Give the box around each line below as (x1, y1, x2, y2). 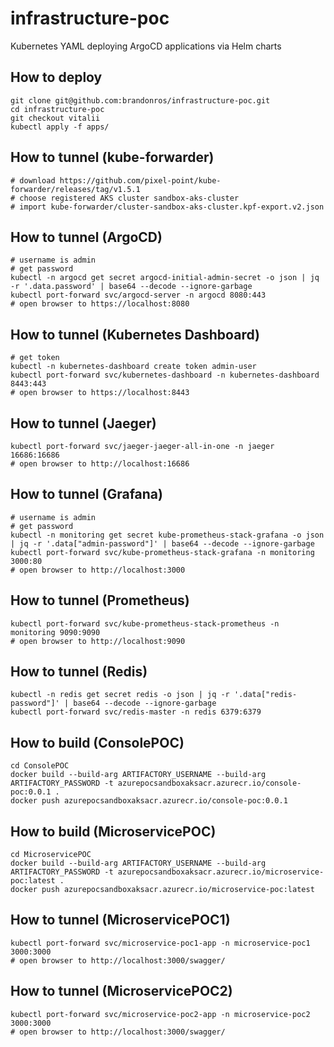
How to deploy (10, 69, 103, 86)
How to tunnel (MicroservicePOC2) (10, 983, 233, 1000)
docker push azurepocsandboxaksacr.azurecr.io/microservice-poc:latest (10, 885, 315, 895)
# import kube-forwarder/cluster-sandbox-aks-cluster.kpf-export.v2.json (10, 202, 325, 212)
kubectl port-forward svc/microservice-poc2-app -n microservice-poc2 (10, 1009, 311, 1019)
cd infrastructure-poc (10, 104, 105, 114)
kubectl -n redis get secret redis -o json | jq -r (10, 690, 230, 700)
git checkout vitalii (10, 113, 101, 123)
